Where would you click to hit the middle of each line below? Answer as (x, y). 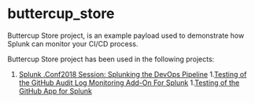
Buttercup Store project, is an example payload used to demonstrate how (126, 35)
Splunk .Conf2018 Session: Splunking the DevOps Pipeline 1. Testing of (133, 74)
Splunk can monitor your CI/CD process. (73, 43)
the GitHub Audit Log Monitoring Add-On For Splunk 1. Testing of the (129, 83)
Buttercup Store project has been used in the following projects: (111, 59)
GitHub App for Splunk (55, 90)
